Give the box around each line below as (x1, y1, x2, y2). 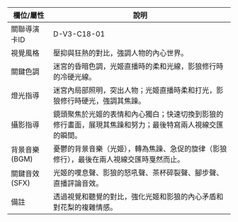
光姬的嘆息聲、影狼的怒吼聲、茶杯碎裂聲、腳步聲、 (52, 168, 224, 177)
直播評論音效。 (52, 179, 103, 188)
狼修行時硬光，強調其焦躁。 (52, 96, 146, 106)
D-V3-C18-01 (52, 29, 106, 38)
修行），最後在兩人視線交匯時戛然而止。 (52, 155, 185, 164)
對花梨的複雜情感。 (52, 202, 118, 212)
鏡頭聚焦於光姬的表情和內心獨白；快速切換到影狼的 (52, 109, 224, 119)
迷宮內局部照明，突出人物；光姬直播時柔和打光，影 (52, 85, 224, 95)
